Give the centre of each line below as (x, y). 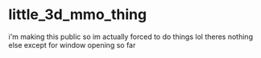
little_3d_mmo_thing (78, 15)
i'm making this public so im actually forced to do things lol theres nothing (131, 37)
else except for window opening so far (72, 44)
